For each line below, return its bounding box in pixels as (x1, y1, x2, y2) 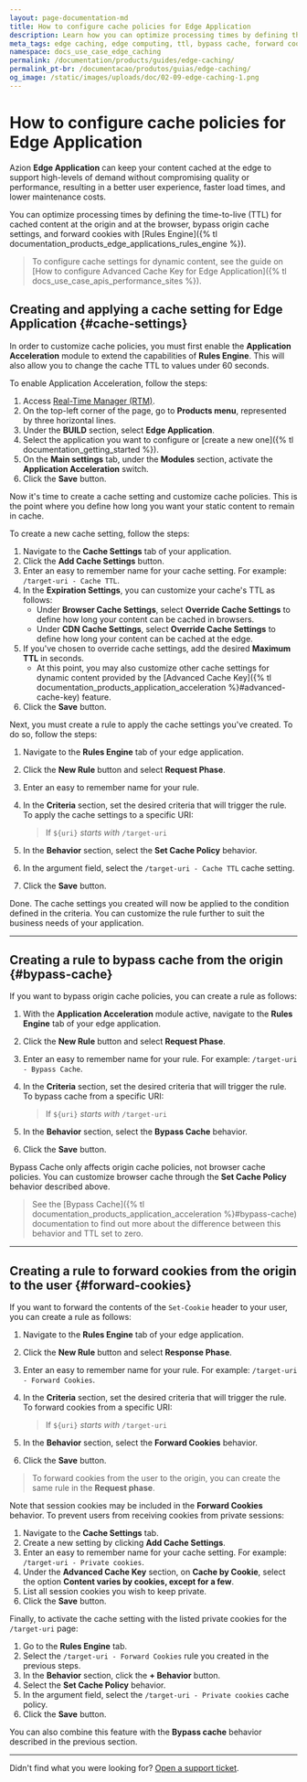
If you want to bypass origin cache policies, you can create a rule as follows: (9, 991, 297, 1002)
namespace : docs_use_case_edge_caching (9, 48, 162, 57)
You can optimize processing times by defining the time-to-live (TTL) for (9, 209, 282, 220)
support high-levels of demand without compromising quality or (9, 171, 249, 183)
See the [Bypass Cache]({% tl (31, 1199, 144, 1210)
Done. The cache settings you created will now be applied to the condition (9, 897, 290, 908)
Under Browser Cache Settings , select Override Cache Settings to (36, 604, 291, 615)
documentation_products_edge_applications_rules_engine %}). (9, 238, 247, 249)
